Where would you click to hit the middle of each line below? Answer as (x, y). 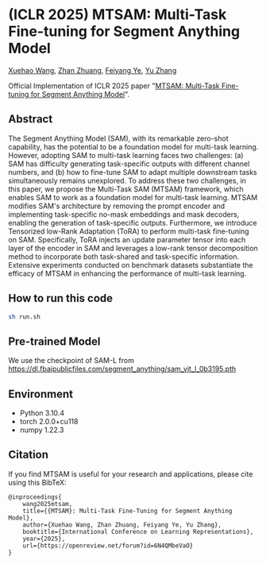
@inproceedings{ (35, 497)
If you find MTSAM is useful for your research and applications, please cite (131, 473)
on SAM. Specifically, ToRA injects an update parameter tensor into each (127, 239)
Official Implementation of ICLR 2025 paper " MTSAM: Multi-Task (114, 86)
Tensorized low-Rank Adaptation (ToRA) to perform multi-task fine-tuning (129, 231)
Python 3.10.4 (42, 413)
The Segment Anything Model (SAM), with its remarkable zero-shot (118, 138)
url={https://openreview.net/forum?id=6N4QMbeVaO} (108, 546)
